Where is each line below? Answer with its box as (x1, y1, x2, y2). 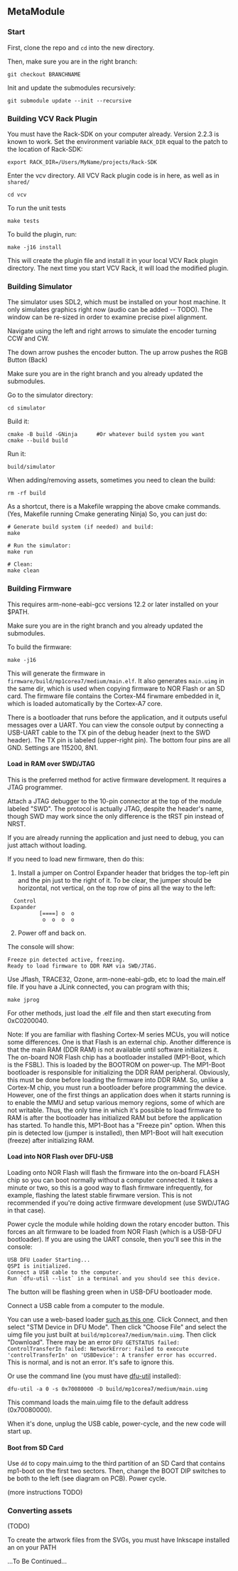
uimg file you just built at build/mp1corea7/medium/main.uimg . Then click (7, 1330, 217, 1339)
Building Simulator (7, 281, 72, 291)
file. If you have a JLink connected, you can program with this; (7, 982, 190, 991)
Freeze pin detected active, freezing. (7, 956, 126, 963)
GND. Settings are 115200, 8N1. (7, 743, 98, 752)
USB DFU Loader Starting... (7, 1256, 91, 1263)
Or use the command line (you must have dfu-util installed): (7, 1372, 181, 1380)
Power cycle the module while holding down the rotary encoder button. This (7, 1220, 229, 1228)
